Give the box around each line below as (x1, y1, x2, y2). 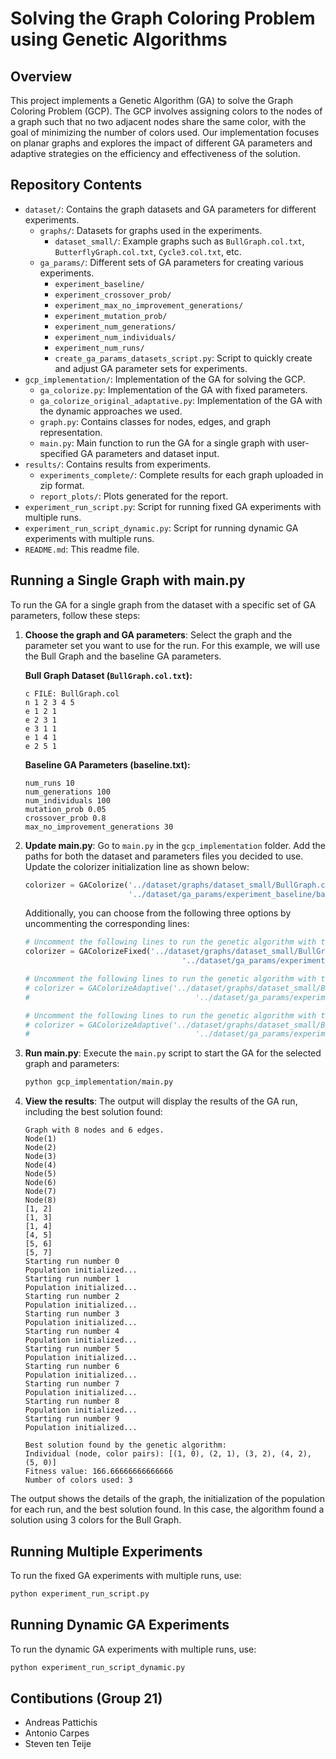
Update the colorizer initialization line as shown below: (24, 860, 250, 872)
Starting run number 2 (24, 1292, 120, 1302)
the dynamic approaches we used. (39, 405, 183, 417)
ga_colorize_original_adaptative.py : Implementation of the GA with (39, 394, 323, 406)
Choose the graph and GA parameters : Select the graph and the (24, 628, 293, 641)
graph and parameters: (24, 1058, 120, 1070)
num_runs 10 (24, 778, 75, 788)
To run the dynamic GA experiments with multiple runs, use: (10, 1643, 257, 1655)
